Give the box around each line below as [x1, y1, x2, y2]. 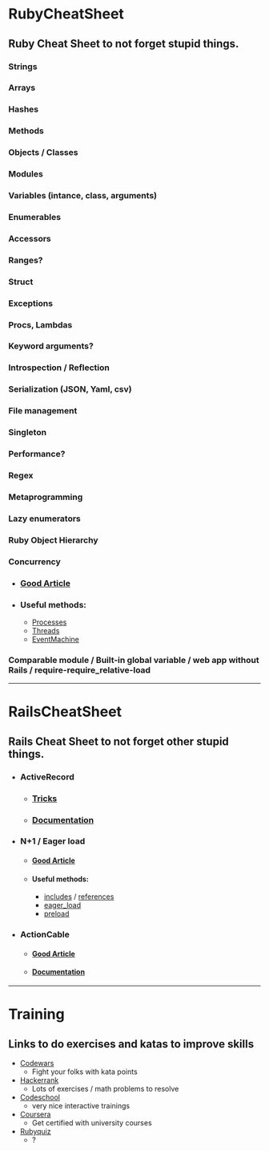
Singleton [8, 427, 46, 438]
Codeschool [19, 1092, 60, 1102]
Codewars [19, 1059, 54, 1068]
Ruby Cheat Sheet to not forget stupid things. [8, 37, 239, 51]
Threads [31, 625, 60, 635]
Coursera [19, 1109, 51, 1119]
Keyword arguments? [8, 340, 94, 352]
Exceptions [8, 298, 54, 309]
